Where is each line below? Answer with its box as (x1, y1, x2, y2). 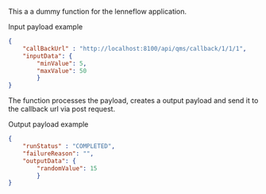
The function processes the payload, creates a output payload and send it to (8, 96, 259, 105)
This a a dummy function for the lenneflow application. (8, 7, 187, 16)
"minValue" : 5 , (37, 59, 87, 67)
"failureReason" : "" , (22, 150, 94, 158)
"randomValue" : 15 (37, 164, 98, 173)
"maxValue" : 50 (37, 67, 87, 74)
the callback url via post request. (8, 105, 116, 114)
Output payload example (8, 120, 89, 129)
